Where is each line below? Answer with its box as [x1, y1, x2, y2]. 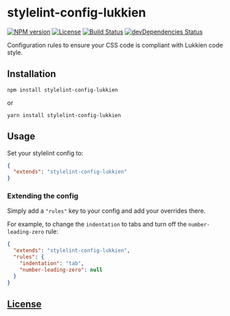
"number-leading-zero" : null [19, 266, 103, 273]
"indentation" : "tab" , [19, 260, 84, 267]
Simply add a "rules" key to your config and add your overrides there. [7, 207, 206, 215]
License [7, 298, 42, 310]
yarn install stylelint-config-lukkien [7, 112, 122, 118]
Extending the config [7, 191, 79, 201]
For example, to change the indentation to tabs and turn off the [7, 220, 187, 229]
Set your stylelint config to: [7, 149, 84, 157]
